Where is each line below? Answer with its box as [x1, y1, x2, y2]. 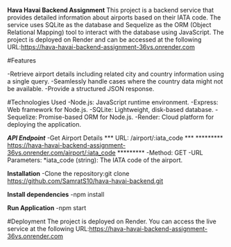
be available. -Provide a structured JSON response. [7, 85, 155, 93]
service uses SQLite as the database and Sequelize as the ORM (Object [7, 21, 212, 29]
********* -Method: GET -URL [117, 149, 203, 157]
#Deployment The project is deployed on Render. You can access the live [7, 217, 217, 225]
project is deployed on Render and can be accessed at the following [7, 35, 202, 44]
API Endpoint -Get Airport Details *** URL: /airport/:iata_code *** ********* [7, 134, 223, 142]
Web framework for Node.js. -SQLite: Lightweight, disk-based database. [7, 106, 214, 113]
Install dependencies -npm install [7, 191, 105, 198]
